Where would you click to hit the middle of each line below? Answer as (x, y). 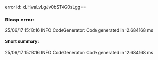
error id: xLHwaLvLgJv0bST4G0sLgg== (46, 7)
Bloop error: (20, 20)
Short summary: (22, 41)
